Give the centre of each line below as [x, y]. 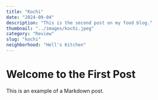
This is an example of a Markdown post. [55, 90]
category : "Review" [30, 34]
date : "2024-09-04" [30, 17]
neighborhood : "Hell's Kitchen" [46, 45]
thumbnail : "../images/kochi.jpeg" [50, 28]
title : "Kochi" [25, 12]
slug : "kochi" [24, 39]
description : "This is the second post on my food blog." [79, 23]
